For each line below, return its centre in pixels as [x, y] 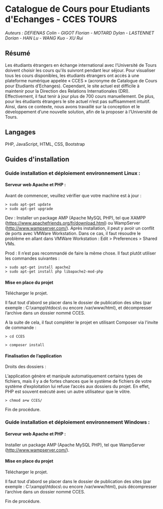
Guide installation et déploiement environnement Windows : [77, 422]
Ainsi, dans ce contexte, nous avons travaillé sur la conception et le [72, 106]
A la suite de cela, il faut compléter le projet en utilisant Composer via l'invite [81, 322]
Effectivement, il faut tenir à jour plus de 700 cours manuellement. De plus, [80, 96]
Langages [20, 132]
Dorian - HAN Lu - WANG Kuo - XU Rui [44, 38]
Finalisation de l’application [33, 356]
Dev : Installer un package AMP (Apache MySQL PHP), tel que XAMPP [75, 218]
